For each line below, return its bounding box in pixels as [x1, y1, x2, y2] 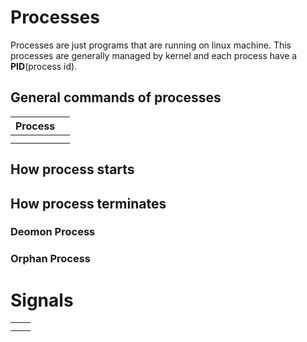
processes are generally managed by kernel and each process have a [10, 49, 298, 61]
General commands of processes [10, 89, 222, 106]
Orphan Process [10, 252, 92, 266]
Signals [10, 289, 74, 311]
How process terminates [10, 195, 167, 212]
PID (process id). [10, 60, 78, 72]
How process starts [10, 161, 135, 178]
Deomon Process [10, 225, 96, 239]
